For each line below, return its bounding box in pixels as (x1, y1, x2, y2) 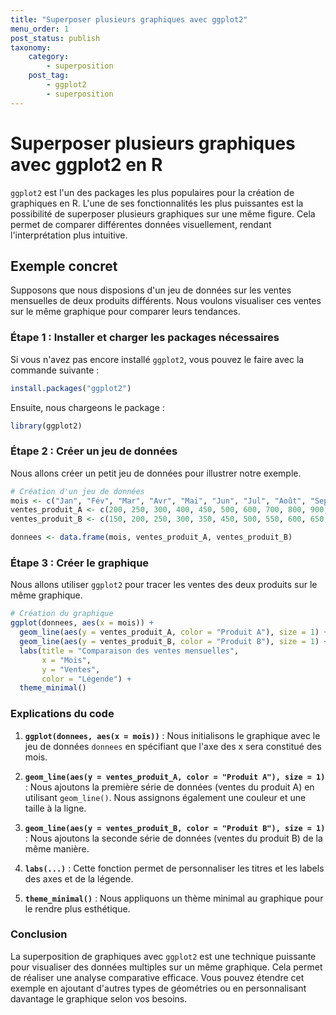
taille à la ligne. (24, 802, 87, 814)
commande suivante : (10, 364, 100, 376)
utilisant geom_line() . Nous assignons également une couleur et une (24, 791, 307, 803)
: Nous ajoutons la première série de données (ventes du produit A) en (24, 781, 315, 793)
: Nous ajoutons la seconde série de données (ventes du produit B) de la (24, 832, 323, 844)
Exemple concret (10, 257, 118, 275)
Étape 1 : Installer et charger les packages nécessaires (10, 331, 280, 345)
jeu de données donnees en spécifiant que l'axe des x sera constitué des (24, 740, 322, 752)
